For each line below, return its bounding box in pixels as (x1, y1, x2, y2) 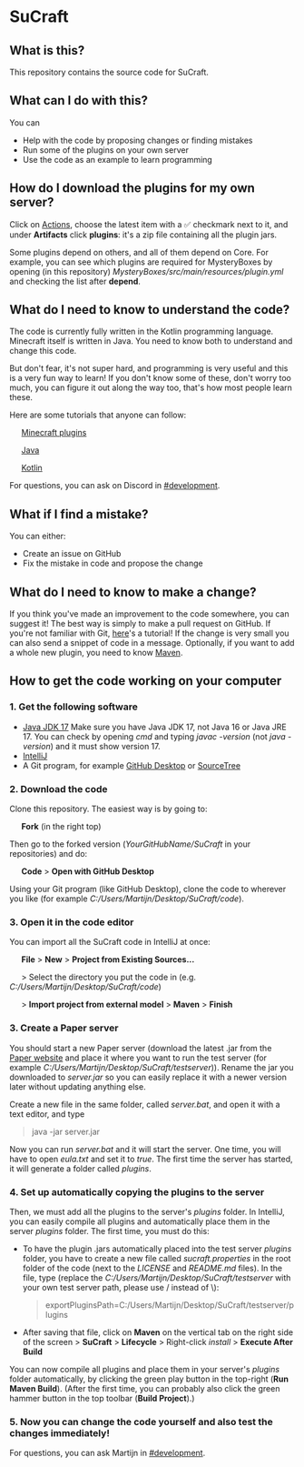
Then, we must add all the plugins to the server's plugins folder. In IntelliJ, (9, 1206, 285, 1217)
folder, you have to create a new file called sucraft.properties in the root (22, 1252, 291, 1263)
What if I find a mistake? (9, 507, 149, 522)
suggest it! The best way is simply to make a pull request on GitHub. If (9, 618, 271, 629)
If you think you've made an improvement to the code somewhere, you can (9, 608, 289, 619)
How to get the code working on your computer (9, 673, 282, 688)
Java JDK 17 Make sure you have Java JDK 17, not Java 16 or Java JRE (22, 721, 288, 732)
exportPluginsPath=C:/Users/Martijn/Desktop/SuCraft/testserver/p (44, 1299, 295, 1311)
